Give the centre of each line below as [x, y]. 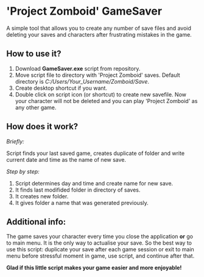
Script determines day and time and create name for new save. [94, 183]
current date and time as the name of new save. [66, 159]
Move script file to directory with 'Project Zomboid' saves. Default [98, 75]
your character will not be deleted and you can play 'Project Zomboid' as [106, 101]
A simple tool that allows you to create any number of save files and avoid [99, 28]
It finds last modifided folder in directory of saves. [78, 190]
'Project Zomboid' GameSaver [84, 11]
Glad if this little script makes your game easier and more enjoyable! [94, 268]
